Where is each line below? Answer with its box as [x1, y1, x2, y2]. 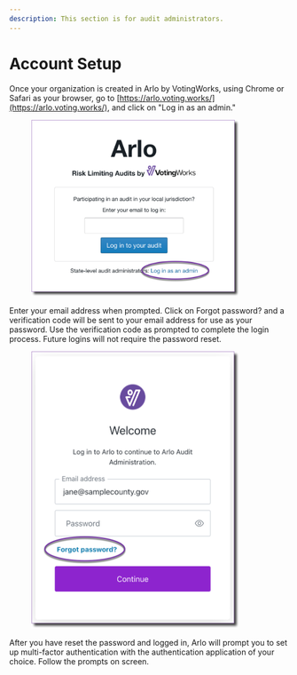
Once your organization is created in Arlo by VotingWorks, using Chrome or [9, 83, 285, 93]
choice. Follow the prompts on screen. [9, 656, 149, 667]
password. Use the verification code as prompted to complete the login [9, 324, 270, 335]
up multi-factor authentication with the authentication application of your [9, 647, 275, 657]
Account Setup [9, 53, 122, 74]
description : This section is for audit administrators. [9, 14, 224, 23]
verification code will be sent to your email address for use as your [9, 315, 253, 326]
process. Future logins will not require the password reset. [9, 334, 222, 345]
